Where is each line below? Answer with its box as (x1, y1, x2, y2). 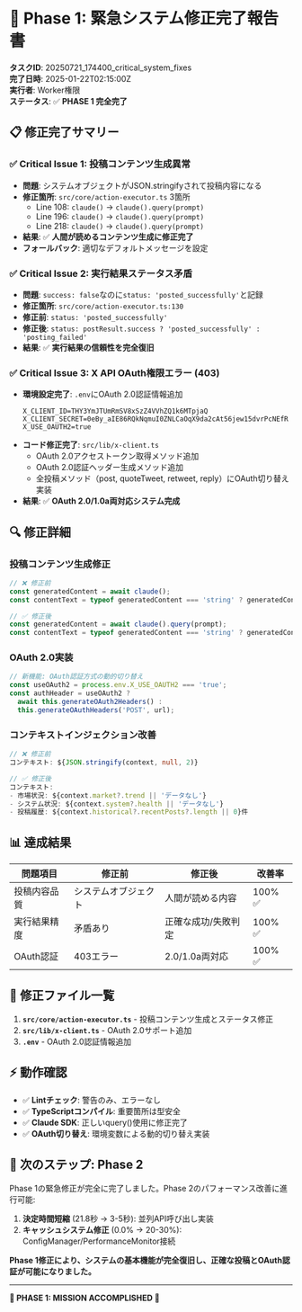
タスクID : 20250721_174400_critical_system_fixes (9, 62, 192, 73)
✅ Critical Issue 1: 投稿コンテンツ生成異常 (9, 158, 191, 171)
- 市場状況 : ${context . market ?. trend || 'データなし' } (9, 790, 207, 800)
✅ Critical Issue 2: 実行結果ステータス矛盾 (9, 267, 193, 280)
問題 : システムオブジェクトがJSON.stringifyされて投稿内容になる (22, 180, 262, 191)
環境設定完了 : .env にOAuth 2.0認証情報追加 (22, 388, 183, 400)
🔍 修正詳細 (9, 524, 72, 540)
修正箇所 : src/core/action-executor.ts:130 (22, 300, 184, 311)
